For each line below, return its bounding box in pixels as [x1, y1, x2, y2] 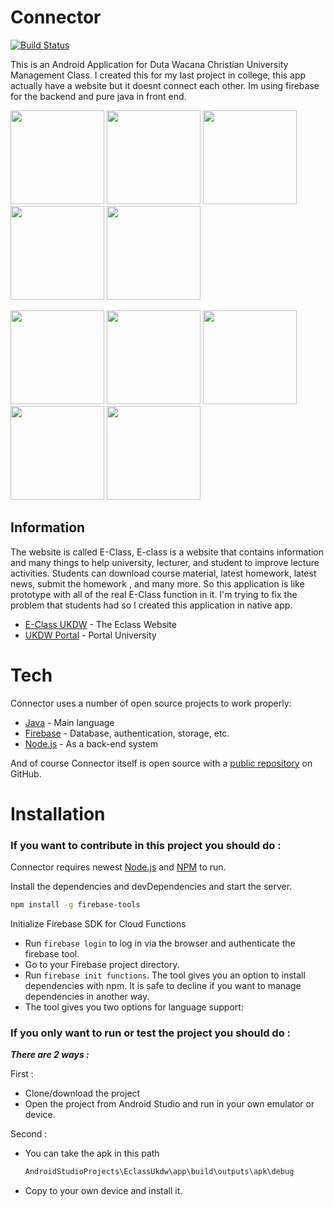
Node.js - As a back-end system [24, 737, 158, 750]
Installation [10, 802, 106, 825]
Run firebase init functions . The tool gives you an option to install [24, 969, 306, 981]
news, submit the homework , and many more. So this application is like [10, 577, 305, 590]
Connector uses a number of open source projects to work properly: [10, 697, 292, 709]
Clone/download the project [24, 1087, 141, 1100]
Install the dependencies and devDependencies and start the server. [10, 881, 293, 893]
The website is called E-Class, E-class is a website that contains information [10, 546, 325, 558]
